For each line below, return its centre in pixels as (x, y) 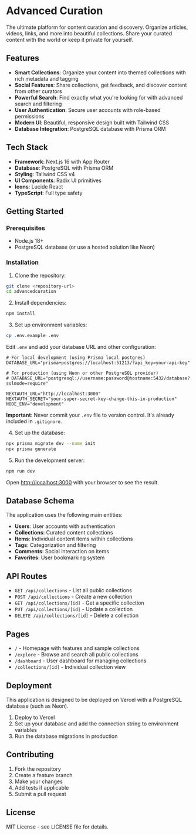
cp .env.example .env (33, 336)
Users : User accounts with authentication (65, 526)
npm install (21, 313)
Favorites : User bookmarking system (60, 557)
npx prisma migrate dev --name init (51, 444)
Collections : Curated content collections (64, 533)
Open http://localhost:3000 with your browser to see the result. (83, 482)
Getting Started (35, 211)
